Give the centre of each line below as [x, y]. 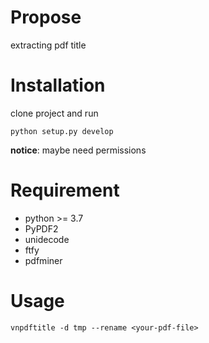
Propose [46, 17]
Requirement [65, 190]
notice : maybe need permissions [78, 150]
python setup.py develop [62, 131]
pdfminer [43, 260]
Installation [58, 85]
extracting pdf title [48, 45]
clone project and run [54, 113]
